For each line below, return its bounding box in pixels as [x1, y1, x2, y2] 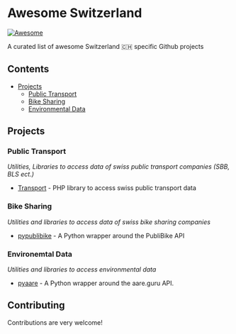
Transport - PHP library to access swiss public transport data [17, 184, 197, 192]
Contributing [7, 299, 65, 311]
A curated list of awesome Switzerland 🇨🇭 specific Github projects [7, 42, 204, 50]
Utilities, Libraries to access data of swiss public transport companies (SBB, [7, 162, 230, 171]
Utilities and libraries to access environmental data [7, 265, 157, 274]
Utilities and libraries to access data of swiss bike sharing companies [7, 218, 211, 226]
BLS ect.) [7, 170, 34, 179]
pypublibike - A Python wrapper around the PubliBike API [17, 231, 185, 240]
